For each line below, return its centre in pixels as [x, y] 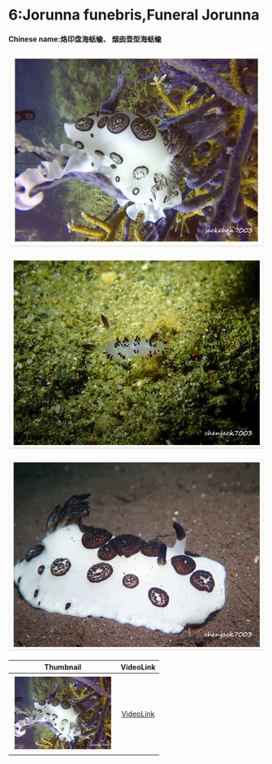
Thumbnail [63, 667]
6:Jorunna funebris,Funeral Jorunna [134, 15]
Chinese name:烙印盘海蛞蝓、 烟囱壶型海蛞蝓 [85, 39]
